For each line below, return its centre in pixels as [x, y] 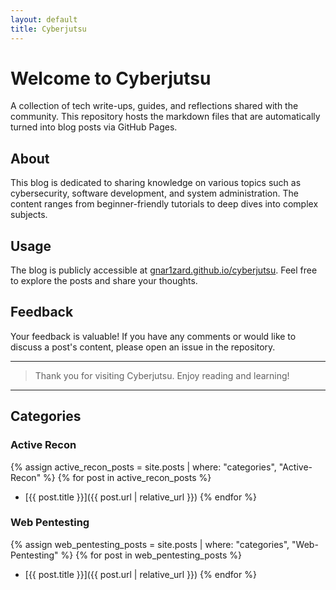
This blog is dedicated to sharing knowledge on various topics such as [156, 183]
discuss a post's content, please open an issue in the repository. [143, 347]
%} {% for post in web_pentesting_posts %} [151, 555]
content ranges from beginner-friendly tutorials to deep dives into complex [164, 204]
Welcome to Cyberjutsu [111, 78]
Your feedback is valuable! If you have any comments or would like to [153, 336]
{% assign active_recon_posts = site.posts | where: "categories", [143, 467]
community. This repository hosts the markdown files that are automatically [165, 117]
